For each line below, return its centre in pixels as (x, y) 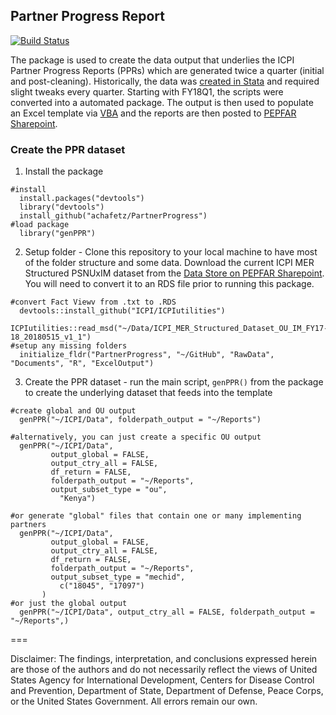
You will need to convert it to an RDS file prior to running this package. (169, 284)
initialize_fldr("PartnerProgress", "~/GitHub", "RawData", (147, 355)
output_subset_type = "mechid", (118, 577)
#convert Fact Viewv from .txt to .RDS (93, 302)
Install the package (64, 171)
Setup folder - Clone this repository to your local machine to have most (171, 252)
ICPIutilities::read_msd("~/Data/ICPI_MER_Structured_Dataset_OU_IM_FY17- (169, 329)
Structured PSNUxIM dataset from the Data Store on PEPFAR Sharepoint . (174, 273)
